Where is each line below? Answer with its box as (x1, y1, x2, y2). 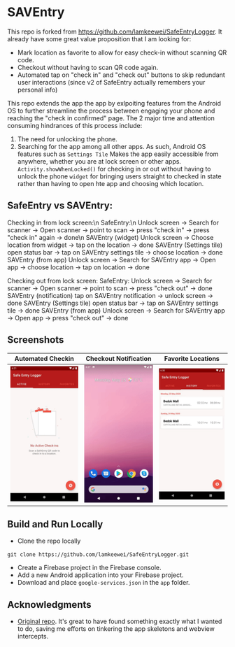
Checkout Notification (85, 355, 152, 363)
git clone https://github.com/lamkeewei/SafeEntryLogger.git (7, 551, 190, 558)
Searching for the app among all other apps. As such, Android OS (17, 142, 206, 150)
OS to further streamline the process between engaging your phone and (7, 106, 215, 115)
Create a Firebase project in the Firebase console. (17, 564, 162, 572)
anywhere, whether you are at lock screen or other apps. (17, 157, 182, 165)
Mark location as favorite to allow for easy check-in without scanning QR (17, 48, 227, 57)
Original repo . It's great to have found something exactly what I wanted (17, 617, 222, 626)
